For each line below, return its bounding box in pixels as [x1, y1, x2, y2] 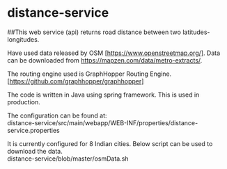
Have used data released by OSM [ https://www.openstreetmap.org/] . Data [7, 49, 221, 57]
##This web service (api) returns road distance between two [7, 28, 181, 36]
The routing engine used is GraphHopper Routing [7, 70, 148, 78]
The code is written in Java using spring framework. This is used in [7, 90, 200, 99]
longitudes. [7, 35, 40, 43]
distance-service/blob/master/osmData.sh [7, 154, 129, 163]
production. [7, 97, 40, 106]
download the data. [7, 147, 63, 155]
